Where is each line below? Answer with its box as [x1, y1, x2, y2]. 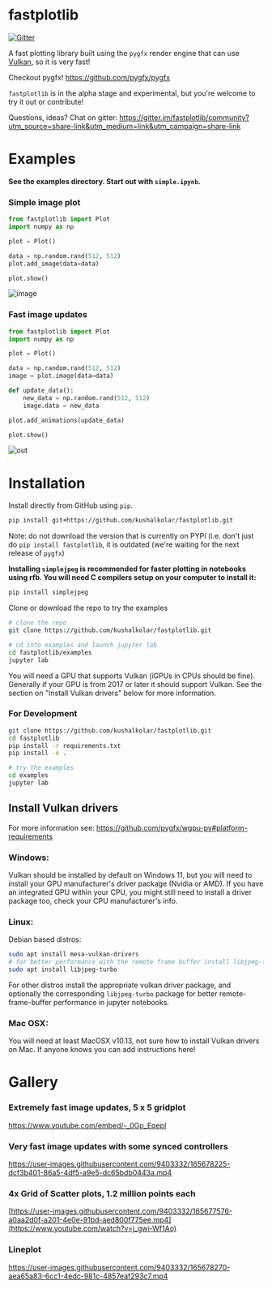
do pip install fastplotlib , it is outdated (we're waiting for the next [8, 539, 240, 549]
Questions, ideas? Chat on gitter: [8, 112, 118, 122]
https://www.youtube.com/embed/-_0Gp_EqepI [8, 1120, 167, 1130]
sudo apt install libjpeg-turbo [8, 965, 117, 974]
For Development [8, 708, 78, 720]
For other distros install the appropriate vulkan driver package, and [8, 980, 232, 990]
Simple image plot [8, 196, 81, 208]
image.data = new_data [23, 402, 100, 410]
